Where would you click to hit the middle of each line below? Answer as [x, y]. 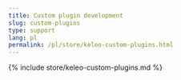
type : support [32, 30]
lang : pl [23, 38]
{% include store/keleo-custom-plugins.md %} [85, 67]
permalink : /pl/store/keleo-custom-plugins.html [91, 45]
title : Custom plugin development [66, 15]
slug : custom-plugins [44, 23]
